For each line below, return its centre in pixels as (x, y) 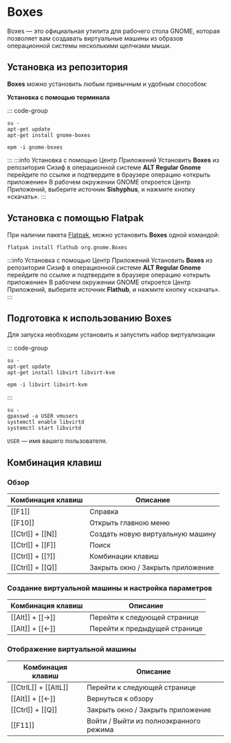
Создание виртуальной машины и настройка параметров (110, 588)
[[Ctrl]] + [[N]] (34, 534)
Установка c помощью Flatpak (76, 218)
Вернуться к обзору (120, 698)
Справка (104, 512)
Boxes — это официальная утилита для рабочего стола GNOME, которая (113, 31)
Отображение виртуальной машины (71, 649)
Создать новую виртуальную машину (153, 534)
